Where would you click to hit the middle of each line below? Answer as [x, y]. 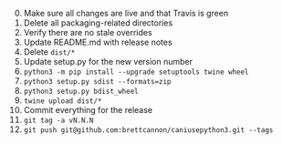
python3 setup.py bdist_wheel [81, 91]
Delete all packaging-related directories [98, 23]
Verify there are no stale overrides [88, 32]
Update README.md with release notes [98, 42]
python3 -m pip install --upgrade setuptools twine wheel [136, 72]
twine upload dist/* [63, 101]
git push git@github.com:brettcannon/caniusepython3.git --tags [148, 130]
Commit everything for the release [88, 110]
